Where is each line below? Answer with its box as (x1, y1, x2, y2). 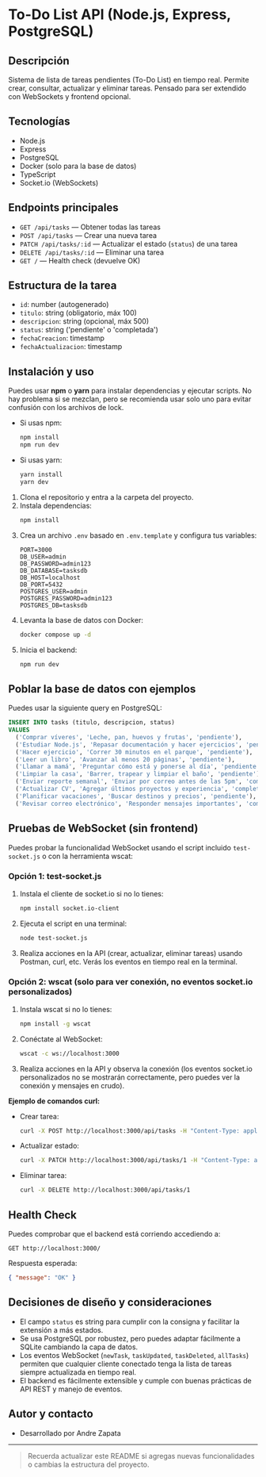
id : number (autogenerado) (19, 300, 109, 309)
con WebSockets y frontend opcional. (8, 92, 131, 101)
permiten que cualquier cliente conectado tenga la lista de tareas (19, 1359, 232, 1368)
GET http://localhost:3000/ (8, 1245, 101, 1253)
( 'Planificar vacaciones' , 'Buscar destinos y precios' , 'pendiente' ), (15, 792, 257, 800)
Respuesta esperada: (8, 1259, 78, 1268)
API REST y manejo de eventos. (19, 1384, 123, 1394)
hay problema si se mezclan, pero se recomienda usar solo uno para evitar (8, 394, 252, 404)
